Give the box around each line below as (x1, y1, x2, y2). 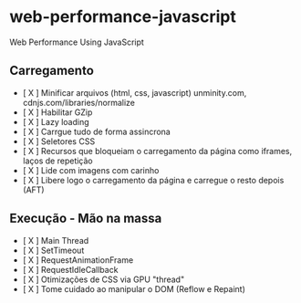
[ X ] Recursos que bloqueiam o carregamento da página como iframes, (22, 145, 293, 156)
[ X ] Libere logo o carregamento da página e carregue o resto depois (22, 174, 285, 185)
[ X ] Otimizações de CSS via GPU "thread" (22, 274, 185, 285)
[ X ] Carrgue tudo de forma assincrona (22, 126, 171, 137)
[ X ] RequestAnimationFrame (22, 254, 134, 266)
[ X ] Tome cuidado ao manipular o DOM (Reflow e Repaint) (22, 283, 246, 294)
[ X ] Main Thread (22, 235, 89, 246)
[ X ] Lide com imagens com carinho (22, 164, 160, 175)
